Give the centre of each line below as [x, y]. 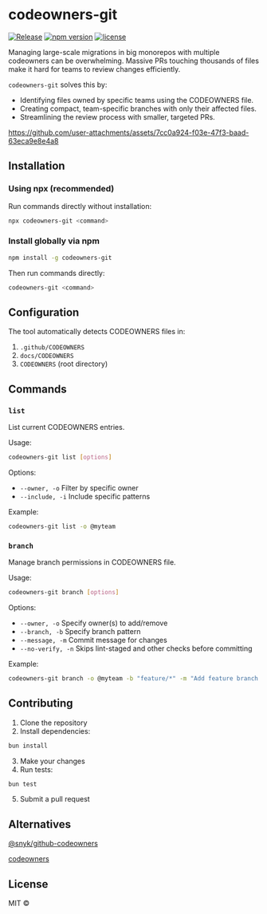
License [28, 884]
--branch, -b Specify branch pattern [80, 631]
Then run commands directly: [57, 273]
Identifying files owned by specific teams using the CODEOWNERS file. [136, 100]
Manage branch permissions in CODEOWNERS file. [92, 562]
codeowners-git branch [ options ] [64, 593]
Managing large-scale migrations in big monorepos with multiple [114, 52]
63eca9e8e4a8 [33, 140]
